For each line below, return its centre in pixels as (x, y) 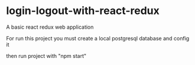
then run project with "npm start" (46, 56)
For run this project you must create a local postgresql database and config (98, 38)
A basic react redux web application (50, 27)
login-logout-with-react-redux (83, 11)
